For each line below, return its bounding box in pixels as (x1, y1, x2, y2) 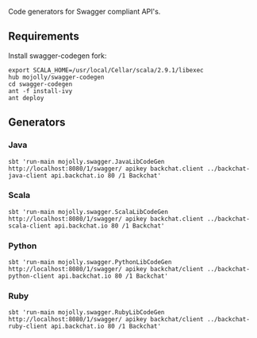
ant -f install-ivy (8, 87, 73, 95)
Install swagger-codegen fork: (8, 51, 107, 60)
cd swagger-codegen (8, 80, 73, 88)
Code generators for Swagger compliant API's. (8, 7, 161, 16)
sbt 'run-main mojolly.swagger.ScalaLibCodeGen (8, 208, 169, 216)
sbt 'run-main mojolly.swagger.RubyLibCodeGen (8, 309, 165, 317)
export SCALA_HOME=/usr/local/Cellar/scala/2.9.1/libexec (8, 66, 204, 74)
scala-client (8, 222, 52, 230)
